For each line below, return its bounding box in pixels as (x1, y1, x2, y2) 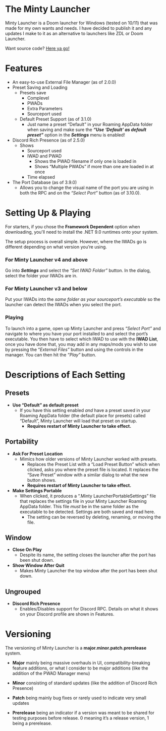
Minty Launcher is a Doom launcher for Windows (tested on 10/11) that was (5, 20, 158, 26)
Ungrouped (5, 587, 41, 596)
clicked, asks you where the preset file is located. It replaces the (27, 466, 159, 472)
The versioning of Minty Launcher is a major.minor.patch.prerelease (5, 645, 147, 651)
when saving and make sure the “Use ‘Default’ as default (27, 127, 147, 133)
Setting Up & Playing (5, 207, 91, 219)
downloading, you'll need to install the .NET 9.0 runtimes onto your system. (5, 229, 159, 235)
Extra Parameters (27, 105, 63, 111)
